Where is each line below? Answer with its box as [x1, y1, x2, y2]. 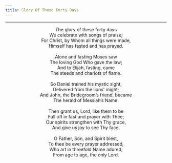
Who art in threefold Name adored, [49, 146, 123, 152]
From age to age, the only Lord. [53, 152, 119, 158]
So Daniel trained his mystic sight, [50, 80, 122, 87]
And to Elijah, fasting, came [57, 65, 115, 71]
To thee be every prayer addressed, [48, 140, 124, 147]
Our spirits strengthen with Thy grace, [46, 119, 126, 125]
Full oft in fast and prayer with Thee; [48, 113, 124, 119]
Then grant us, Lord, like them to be [48, 108, 124, 114]
